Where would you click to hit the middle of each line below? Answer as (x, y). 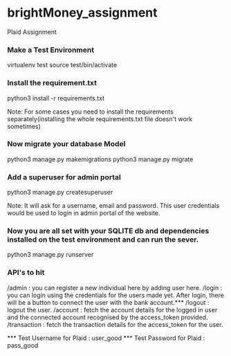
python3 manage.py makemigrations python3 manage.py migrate (100, 159)
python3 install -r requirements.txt (56, 98)
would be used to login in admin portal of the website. (84, 213)
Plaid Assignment (32, 32)
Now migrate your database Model (66, 144)
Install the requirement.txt (52, 83)
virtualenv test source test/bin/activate (62, 65)
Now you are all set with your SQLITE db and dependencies (108, 231)
